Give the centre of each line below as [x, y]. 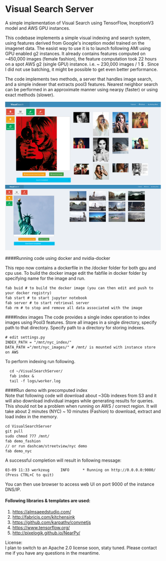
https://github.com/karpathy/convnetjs [52, 522]
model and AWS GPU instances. [38, 28]
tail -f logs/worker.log [35, 381]
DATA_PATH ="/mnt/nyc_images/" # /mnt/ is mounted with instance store [80, 347]
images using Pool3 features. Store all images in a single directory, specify [81, 322]
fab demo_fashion [23, 441]
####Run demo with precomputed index [46, 390]
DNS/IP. [13, 489]
